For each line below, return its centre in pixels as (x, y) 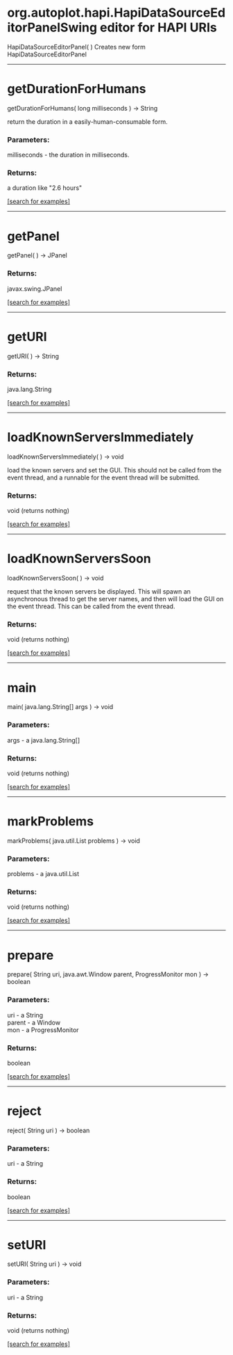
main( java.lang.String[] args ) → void (60, 707)
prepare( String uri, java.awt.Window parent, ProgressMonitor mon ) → (108, 974)
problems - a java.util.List (43, 874)
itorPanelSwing (52, 27)
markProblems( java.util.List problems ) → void (74, 841)
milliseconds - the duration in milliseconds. (68, 155)
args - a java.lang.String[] (44, 740)
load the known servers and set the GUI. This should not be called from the (114, 470)
